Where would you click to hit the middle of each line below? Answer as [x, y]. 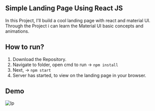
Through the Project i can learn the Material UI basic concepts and [74, 26]
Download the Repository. [39, 59]
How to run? [25, 47]
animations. [17, 31]
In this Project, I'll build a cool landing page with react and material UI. [78, 20]
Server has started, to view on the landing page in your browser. [79, 75]
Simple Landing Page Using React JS [64, 8]
